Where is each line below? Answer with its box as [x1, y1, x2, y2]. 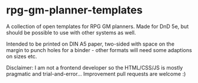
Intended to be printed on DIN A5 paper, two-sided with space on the [6, 40, 175, 47]
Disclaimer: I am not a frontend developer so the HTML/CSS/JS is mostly [6, 64, 183, 71]
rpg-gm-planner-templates [6, 4, 143, 17]
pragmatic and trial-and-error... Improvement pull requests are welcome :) [6, 70, 186, 77]
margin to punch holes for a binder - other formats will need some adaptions [6, 46, 192, 53]
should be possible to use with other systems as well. [6, 29, 137, 36]
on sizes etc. [6, 53, 37, 60]
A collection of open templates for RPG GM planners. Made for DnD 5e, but [6, 23, 189, 30]
